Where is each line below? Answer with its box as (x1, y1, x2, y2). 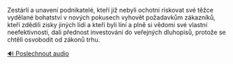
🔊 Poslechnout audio (7, 49, 70, 58)
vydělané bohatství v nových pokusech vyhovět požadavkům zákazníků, (7, 13, 216, 22)
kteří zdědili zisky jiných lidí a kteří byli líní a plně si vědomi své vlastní (7, 21, 208, 29)
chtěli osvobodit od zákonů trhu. (7, 35, 100, 44)
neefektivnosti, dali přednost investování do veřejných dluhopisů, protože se (7, 28, 227, 36)
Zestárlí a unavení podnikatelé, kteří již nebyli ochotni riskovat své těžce (7, 6, 214, 14)
